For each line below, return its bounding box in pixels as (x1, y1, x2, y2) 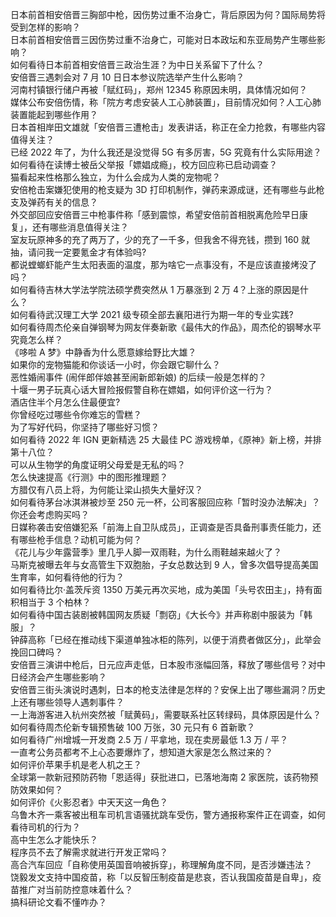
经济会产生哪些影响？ (18, 671, 107, 683)
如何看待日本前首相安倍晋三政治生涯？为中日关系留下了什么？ (10, 59, 265, 70)
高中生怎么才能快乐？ (10, 834, 98, 845)
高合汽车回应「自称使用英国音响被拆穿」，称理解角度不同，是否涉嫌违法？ (10, 859, 313, 870)
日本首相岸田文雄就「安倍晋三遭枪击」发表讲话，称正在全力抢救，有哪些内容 (10, 121, 326, 133)
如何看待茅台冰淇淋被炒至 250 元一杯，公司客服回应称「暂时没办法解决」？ (10, 496, 321, 508)
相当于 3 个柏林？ (18, 596, 92, 608)
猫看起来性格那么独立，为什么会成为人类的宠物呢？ (10, 171, 221, 183)
